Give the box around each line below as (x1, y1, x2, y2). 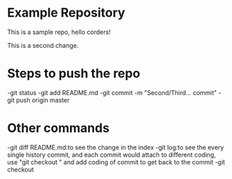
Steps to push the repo (7, 66, 141, 81)
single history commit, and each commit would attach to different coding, (7, 151, 216, 159)
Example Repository (7, 5, 126, 21)
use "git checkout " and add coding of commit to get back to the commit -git (7, 157, 225, 166)
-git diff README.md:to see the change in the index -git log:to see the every (7, 143, 224, 151)
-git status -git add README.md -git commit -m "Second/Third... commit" (7, 88, 217, 96)
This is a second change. (7, 41, 79, 49)
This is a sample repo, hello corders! (7, 28, 111, 36)
